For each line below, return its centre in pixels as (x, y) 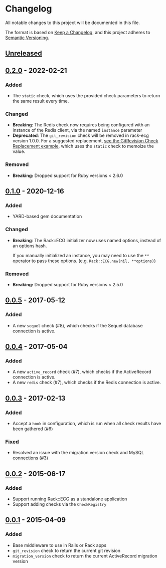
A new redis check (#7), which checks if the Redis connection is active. (87, 383)
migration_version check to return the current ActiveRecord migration (85, 556)
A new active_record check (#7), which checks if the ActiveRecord (82, 372)
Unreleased (24, 53)
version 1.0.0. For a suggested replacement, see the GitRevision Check (85, 141)
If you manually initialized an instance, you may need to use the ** (81, 255)
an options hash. (30, 246)
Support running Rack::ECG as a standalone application (70, 499)
